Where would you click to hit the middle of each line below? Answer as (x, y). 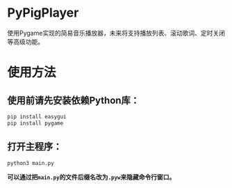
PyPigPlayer (43, 13)
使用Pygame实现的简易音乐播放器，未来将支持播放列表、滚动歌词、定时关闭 (116, 33)
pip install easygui (37, 116)
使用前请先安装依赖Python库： (74, 100)
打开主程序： (35, 147)
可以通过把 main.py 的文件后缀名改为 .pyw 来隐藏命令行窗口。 (91, 177)
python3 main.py (31, 163)
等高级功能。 (25, 41)
